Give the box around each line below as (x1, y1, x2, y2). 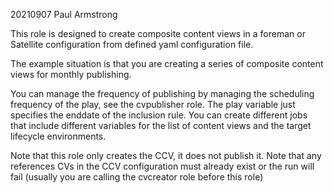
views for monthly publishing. (10, 69, 132, 80)
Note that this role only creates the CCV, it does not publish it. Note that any (10, 150, 322, 161)
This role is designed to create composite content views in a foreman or (10, 28, 306, 39)
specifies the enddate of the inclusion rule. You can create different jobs (10, 109, 308, 121)
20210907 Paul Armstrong (10, 9, 118, 20)
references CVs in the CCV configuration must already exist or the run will (10, 160, 315, 172)
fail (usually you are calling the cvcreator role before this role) (10, 171, 264, 183)
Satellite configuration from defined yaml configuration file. (10, 39, 254, 50)
